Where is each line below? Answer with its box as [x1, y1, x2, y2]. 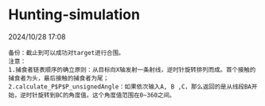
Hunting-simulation [8, 6, 141, 24]
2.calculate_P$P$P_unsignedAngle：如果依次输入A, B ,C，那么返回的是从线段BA [8, 82, 252, 91]
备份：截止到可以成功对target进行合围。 [8, 49, 125, 57]
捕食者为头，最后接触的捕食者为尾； [8, 74, 110, 82]
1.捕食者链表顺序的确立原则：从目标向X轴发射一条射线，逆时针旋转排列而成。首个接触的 [8, 65, 256, 73]
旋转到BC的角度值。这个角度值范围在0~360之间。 [37, 91, 176, 99]
